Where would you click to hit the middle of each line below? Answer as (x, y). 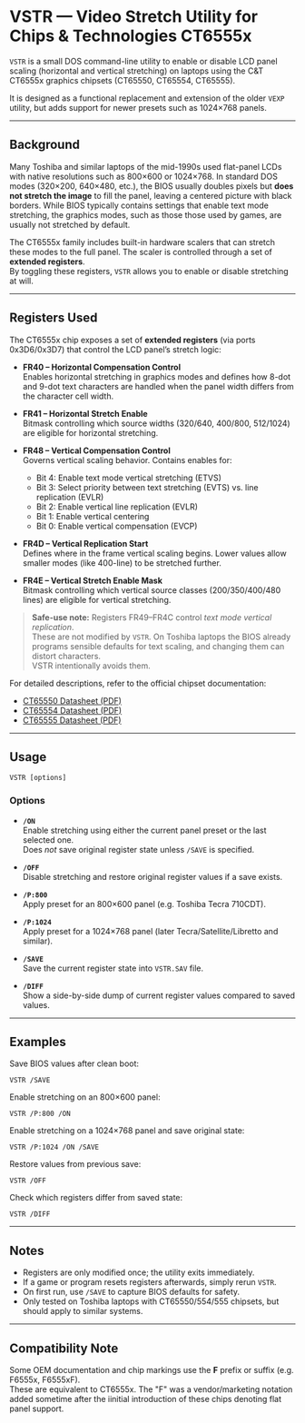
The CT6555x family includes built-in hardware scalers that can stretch (142, 242)
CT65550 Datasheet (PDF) (72, 700)
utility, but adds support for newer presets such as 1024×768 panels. (138, 107)
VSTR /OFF (28, 1181)
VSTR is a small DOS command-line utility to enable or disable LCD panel (144, 61)
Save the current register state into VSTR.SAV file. (113, 968)
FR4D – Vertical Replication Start (85, 543)
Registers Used (54, 318)
